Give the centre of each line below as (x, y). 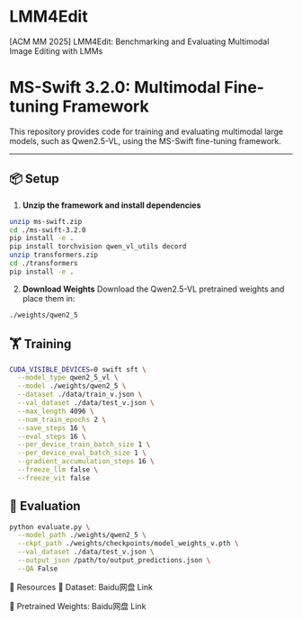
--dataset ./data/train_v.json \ (80, 395)
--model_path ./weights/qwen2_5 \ (82, 535)
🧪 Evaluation (45, 506)
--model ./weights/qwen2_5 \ (72, 386)
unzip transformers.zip (54, 255)
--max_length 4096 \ (56, 411)
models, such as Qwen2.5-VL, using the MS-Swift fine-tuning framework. (145, 140)
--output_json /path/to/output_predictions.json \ (114, 561)
